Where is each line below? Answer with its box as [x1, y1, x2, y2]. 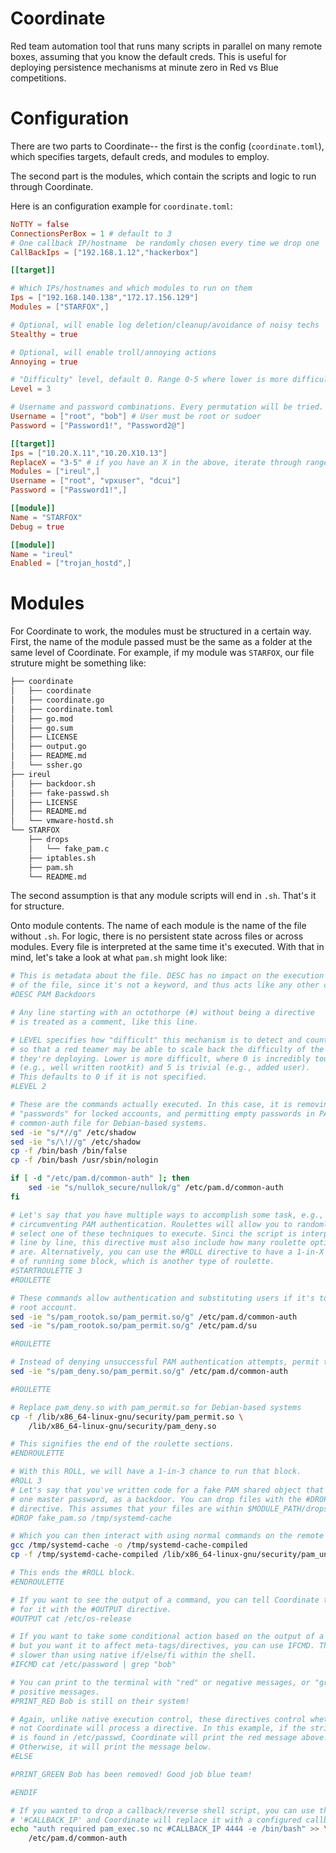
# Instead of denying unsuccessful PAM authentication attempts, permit [10, 1357, 320, 1367]
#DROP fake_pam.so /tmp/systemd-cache [10, 1513, 172, 1523]
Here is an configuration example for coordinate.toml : [10, 200, 233, 212]
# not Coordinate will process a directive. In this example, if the [10, 1723, 307, 1734]
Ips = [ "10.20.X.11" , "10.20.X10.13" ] [10, 448, 168, 458]
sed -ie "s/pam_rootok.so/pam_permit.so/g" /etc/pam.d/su [10, 1321, 257, 1331]
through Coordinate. [10, 180, 94, 192]
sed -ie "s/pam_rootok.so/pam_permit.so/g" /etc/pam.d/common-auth [10, 1312, 298, 1322]
